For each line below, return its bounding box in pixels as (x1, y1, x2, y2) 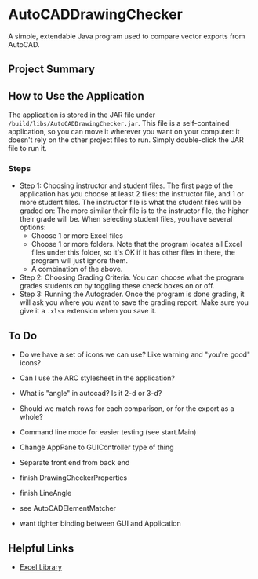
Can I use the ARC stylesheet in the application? (19, 373, 175, 383)
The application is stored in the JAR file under (8, 110, 155, 119)
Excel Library (19, 563, 63, 572)
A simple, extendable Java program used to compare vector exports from (8, 31, 245, 41)
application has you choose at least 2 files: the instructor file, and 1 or (19, 189, 245, 199)
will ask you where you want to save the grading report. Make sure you (19, 298, 249, 307)
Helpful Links (8, 541, 74, 555)
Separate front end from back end (19, 458, 130, 467)
